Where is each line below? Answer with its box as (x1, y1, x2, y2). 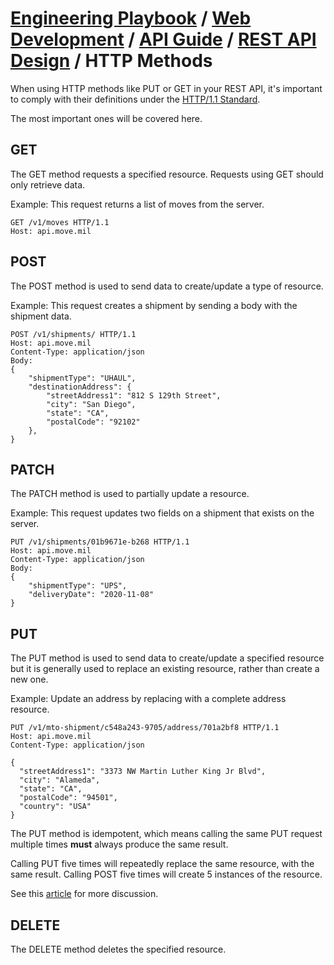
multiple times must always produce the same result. (10, 838, 229, 851)
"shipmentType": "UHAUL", (28, 373, 137, 383)
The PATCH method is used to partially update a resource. (10, 488, 250, 500)
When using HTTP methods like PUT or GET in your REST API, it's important (10, 82, 323, 94)
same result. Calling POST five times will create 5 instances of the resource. (10, 868, 323, 881)
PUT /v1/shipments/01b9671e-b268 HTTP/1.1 (10, 537, 190, 547)
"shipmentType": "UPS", (28, 581, 128, 591)
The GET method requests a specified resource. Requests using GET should (10, 168, 324, 180)
